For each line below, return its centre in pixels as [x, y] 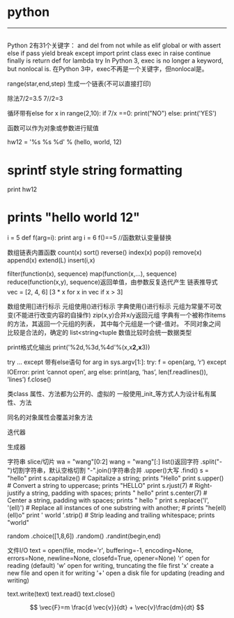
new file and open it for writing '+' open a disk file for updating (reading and [116, 573]
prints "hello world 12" [74, 217]
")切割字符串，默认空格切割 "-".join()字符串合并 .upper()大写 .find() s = [108, 470]
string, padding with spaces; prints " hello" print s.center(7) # [119, 493]
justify [16, 493]
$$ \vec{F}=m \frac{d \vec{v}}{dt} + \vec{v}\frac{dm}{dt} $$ [117, 608]
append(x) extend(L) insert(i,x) [51, 260]
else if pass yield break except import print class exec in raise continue [109, 54]
